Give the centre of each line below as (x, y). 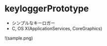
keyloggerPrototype (47, 9)
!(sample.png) (19, 38)
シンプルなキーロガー (33, 23)
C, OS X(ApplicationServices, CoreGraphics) (57, 28)
